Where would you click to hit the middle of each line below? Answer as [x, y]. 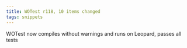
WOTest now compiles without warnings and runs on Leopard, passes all [94, 33]
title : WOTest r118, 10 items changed [53, 11]
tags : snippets [25, 17]
